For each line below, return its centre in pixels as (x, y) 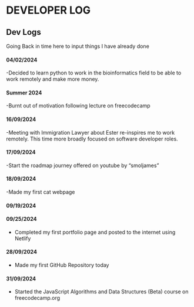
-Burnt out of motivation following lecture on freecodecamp (78, 106)
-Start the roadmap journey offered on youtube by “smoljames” (83, 165)
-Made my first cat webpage (41, 192)
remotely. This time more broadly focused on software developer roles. (92, 139)
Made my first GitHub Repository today (62, 265)
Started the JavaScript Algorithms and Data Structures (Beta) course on (101, 292)
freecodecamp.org (37, 298)
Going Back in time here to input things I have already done (78, 46)
